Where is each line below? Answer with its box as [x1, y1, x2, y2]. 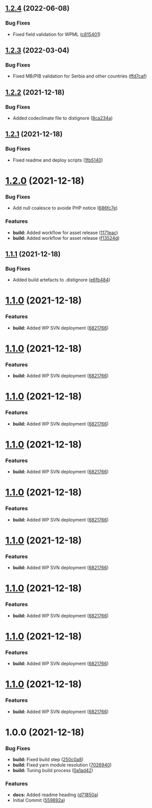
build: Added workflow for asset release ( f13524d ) [12, 235, 120, 241]
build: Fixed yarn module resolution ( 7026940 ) [12, 762, 112, 768]
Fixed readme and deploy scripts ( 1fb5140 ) [12, 157, 103, 163]
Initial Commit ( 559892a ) [12, 797, 66, 803]
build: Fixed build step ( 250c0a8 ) [12, 757, 83, 763]
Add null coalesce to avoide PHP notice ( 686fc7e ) [12, 205, 118, 211]
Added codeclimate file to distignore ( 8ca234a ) [12, 115, 113, 121]
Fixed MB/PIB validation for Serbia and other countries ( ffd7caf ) [12, 73, 147, 79]
